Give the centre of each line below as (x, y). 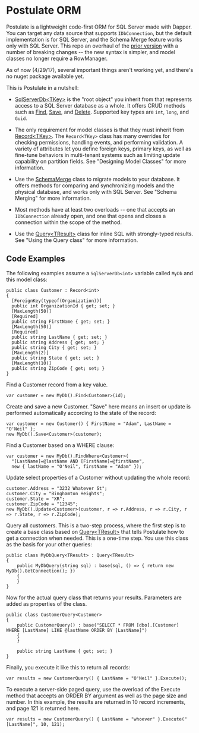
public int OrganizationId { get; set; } (64, 306)
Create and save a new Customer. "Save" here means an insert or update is (99, 406)
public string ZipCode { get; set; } (58, 368)
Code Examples (36, 259)
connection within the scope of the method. (68, 222)
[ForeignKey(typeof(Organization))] (57, 301)
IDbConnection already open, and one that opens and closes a (90, 216)
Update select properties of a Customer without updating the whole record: (98, 477)
